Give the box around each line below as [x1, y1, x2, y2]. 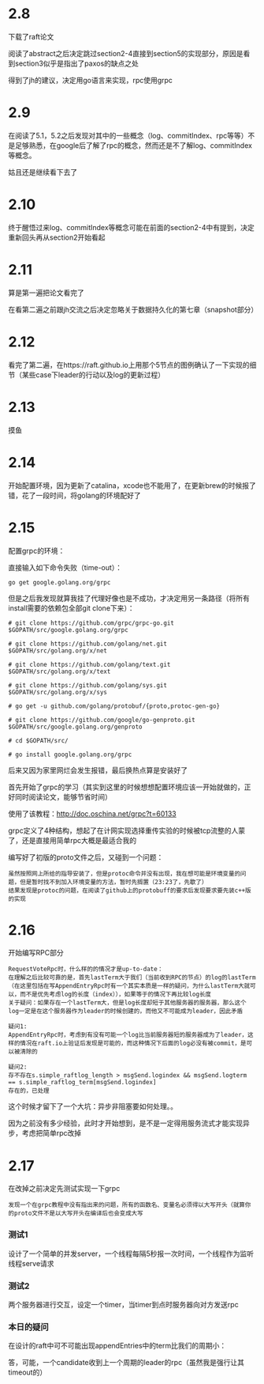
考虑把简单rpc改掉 [21, 1129, 82, 1138]
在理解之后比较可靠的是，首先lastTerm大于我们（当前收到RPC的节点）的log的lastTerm [8, 974, 256, 981]
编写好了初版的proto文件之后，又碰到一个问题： [8, 852, 164, 862]
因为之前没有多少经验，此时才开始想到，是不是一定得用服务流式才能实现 [8, 1118, 243, 1128]
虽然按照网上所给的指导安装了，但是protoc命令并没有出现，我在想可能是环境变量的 [8, 869, 241, 878]
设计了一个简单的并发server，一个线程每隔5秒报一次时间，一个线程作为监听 [8, 1249, 255, 1258]
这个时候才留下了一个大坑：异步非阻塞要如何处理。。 [8, 1102, 177, 1111]
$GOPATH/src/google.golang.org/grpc [8, 626, 128, 633]
